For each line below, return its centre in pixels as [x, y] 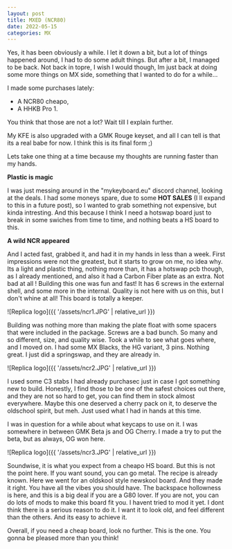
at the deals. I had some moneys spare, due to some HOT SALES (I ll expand [116, 198]
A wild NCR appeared [38, 241]
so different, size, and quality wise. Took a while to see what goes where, [111, 340]
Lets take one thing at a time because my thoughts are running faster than [113, 156]
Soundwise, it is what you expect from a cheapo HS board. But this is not [111, 466]
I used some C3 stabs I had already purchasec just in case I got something [114, 381]
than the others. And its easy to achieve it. [67, 517]
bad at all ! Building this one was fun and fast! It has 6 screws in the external [116, 284]
